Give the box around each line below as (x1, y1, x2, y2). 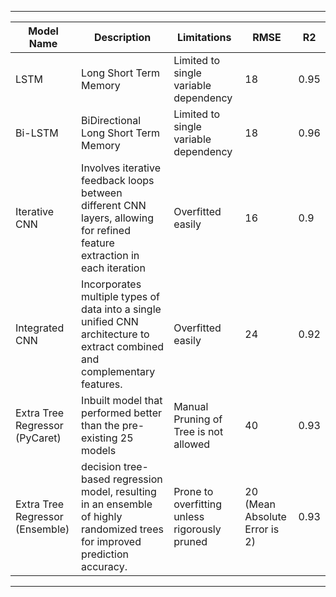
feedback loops (81, 174, 155, 187)
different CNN (81, 199, 147, 212)
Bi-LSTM (15, 126, 59, 140)
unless (173, 510, 205, 523)
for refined (81, 224, 131, 237)
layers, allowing (81, 211, 155, 225)
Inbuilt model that (81, 394, 163, 407)
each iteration (81, 261, 146, 275)
